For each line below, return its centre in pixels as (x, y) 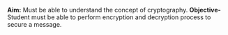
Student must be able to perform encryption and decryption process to (109, 17)
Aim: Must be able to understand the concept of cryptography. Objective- (114, 10)
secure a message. (35, 24)
